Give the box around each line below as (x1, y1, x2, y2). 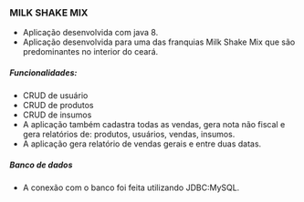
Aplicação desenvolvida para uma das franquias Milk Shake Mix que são (22, 36, 296, 47)
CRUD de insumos (22, 109, 92, 120)
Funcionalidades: (9, 66, 78, 78)
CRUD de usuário (22, 90, 89, 101)
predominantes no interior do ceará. (22, 46, 159, 57)
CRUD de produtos (22, 100, 94, 111)
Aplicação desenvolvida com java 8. (22, 27, 159, 38)
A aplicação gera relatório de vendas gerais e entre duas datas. (22, 138, 262, 149)
